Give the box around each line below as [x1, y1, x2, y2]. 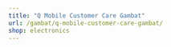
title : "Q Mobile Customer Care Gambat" [8, 11, 146, 20]
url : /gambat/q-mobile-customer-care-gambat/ [8, 19, 163, 27]
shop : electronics [8, 26, 70, 34]
